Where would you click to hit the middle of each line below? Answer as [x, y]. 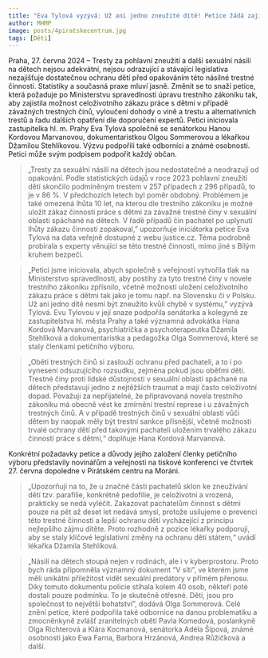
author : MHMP [30, 23]
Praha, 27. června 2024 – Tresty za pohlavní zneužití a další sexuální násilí [130, 61]
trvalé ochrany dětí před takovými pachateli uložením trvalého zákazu [142, 430]
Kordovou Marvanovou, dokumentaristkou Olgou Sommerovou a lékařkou [129, 138]
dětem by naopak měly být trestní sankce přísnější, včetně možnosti [140, 421]
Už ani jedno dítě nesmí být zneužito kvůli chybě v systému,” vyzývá [140, 304]
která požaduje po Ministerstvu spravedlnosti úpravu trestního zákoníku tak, [133, 95]
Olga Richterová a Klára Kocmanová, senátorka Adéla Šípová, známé [140, 629]
